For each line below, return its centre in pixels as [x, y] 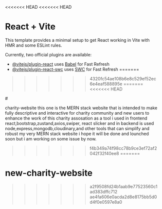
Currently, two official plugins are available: [48, 54]
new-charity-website [49, 173]
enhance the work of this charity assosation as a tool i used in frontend [76, 118]
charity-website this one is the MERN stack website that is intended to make [81, 108]
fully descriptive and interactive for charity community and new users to [77, 113]
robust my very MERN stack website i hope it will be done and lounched [77, 134]
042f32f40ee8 [104, 153]
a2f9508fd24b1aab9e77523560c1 [124, 186]
